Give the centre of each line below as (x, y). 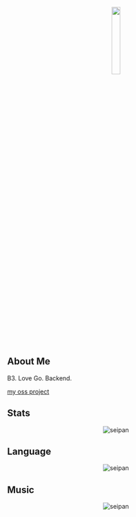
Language (29, 452)
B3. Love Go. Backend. (40, 378)
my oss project (28, 391)
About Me (29, 361)
